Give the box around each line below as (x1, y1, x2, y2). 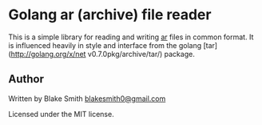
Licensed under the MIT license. (8, 109, 114, 119)
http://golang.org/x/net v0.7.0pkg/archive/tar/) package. (10, 49, 196, 58)
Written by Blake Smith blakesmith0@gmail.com (8, 94, 166, 103)
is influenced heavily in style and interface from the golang (8, 40, 202, 50)
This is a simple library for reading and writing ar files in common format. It (8, 32, 254, 42)
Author (8, 72, 44, 86)
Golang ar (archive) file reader (8, 6, 212, 24)
